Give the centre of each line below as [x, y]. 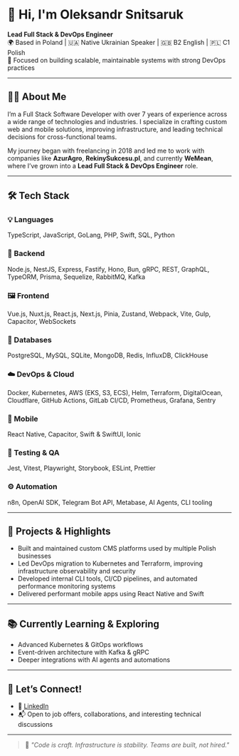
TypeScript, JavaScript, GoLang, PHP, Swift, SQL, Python [91, 235]
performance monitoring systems [67, 586]
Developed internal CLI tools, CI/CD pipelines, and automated [107, 579]
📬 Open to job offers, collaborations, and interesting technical [109, 714]
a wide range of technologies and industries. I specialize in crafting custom [117, 121]
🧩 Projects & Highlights [59, 531]
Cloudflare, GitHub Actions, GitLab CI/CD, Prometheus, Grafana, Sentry [112, 400]
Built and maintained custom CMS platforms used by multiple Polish [117, 548]
